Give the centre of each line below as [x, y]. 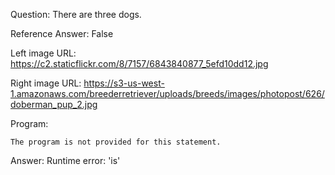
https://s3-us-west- [124, 83]
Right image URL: [46, 83]
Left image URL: [43, 53]
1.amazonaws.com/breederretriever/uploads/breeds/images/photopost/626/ [167, 93]
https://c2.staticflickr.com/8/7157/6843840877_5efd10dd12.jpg [139, 63]
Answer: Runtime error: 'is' [65, 160]
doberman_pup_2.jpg [54, 104]
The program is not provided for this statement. [116, 142]
